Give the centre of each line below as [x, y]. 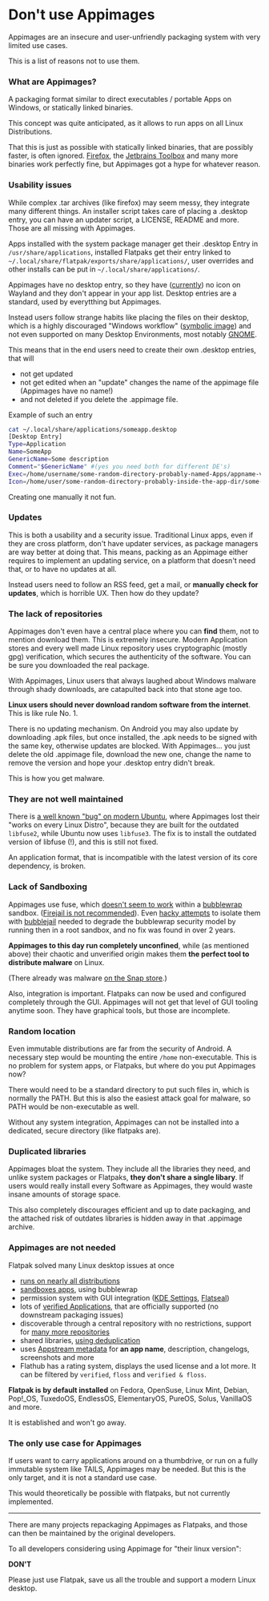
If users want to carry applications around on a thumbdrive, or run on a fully [133, 1460]
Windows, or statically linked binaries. [71, 108]
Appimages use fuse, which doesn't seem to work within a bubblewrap [125, 904]
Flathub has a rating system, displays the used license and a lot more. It [138, 1366]
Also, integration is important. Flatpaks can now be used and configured [127, 993]
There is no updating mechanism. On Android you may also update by [123, 729]
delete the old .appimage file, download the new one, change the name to [130, 754]
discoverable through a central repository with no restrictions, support [136, 1323]
